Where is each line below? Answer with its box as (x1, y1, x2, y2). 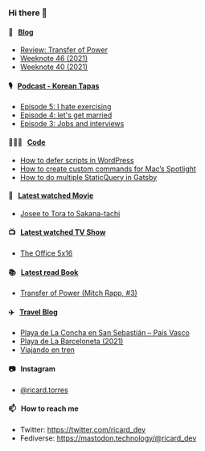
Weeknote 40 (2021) (19, 62, 88, 72)
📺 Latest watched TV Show (8, 228, 106, 237)
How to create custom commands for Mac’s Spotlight (19, 164, 197, 174)
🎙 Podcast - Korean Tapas (8, 80, 100, 91)
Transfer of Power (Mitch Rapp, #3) (19, 289, 138, 298)
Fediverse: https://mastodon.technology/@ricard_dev (19, 433, 197, 443)
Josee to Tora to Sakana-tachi (19, 208, 121, 218)
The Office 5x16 (19, 248, 73, 258)
